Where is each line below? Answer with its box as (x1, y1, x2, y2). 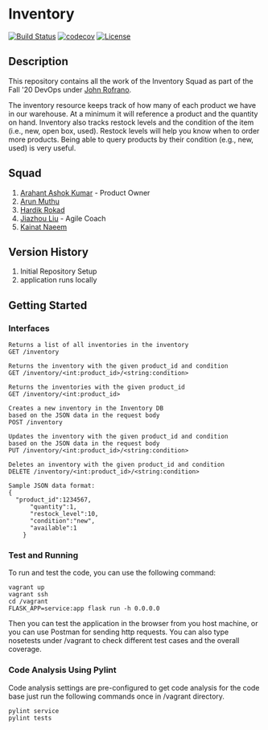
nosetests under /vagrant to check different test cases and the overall (8, 636, 240, 645)
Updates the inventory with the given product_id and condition (8, 432, 229, 441)
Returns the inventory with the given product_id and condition (8, 362, 229, 370)
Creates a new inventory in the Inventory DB (8, 404, 163, 413)
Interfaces (8, 323, 50, 334)
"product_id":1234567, (15, 496, 92, 504)
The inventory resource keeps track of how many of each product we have (8, 100, 256, 109)
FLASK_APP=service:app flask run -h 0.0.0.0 (8, 604, 160, 612)
